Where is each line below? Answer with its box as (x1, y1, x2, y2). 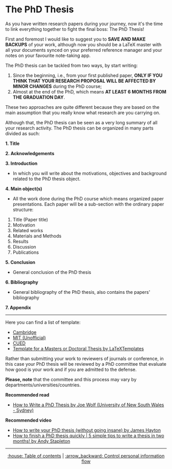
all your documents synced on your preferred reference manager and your (5, 47, 163, 53)
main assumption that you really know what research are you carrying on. (5, 109, 160, 116)
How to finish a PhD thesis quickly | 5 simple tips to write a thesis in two (12, 433, 165, 439)
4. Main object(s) (5, 185, 42, 192)
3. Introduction (5, 160, 38, 166)
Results (12, 238, 29, 245)
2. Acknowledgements (5, 150, 55, 156)
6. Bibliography (5, 279, 38, 285)
